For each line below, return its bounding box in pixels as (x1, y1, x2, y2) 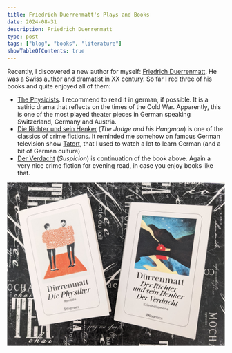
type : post (7, 33, 39, 40)
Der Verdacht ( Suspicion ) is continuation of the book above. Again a (17, 154, 211, 162)
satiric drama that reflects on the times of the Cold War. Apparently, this (17, 103, 222, 111)
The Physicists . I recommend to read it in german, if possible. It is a (17, 95, 209, 104)
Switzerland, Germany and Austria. (17, 117, 117, 126)
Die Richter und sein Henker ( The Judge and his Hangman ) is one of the (17, 125, 223, 133)
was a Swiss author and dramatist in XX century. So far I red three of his (7, 75, 213, 83)
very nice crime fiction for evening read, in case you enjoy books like (17, 162, 213, 169)
